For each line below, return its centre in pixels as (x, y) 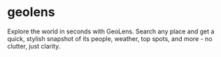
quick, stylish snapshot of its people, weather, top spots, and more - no (110, 38)
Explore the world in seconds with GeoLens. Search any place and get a (111, 31)
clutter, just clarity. (34, 46)
